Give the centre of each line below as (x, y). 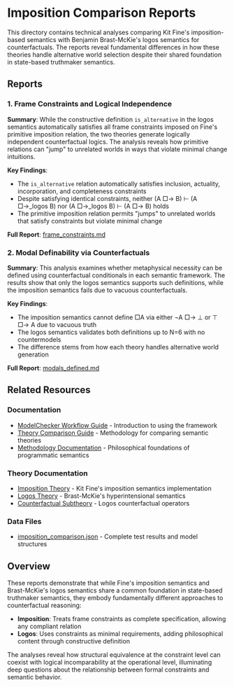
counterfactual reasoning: (44, 605)
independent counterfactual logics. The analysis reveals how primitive (108, 141)
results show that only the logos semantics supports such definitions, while (115, 282)
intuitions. (21, 156)
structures (32, 544)
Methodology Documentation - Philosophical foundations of (103, 447)
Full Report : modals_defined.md (53, 368)
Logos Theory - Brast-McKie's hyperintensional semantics (102, 496)
